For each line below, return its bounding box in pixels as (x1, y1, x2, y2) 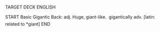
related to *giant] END (5, 21, 51, 27)
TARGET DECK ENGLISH (5, 4, 56, 10)
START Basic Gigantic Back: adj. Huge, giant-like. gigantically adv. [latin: (5, 14, 155, 20)
